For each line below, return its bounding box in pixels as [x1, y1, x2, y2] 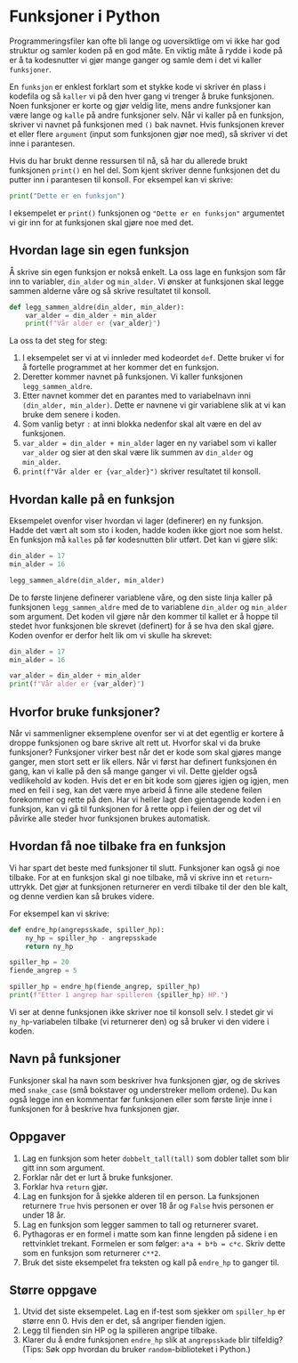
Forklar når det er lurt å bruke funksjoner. [21, 1172, 173, 1182]
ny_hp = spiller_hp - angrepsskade [25, 933, 157, 943]
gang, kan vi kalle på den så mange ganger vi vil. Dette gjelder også [9, 766, 258, 776]
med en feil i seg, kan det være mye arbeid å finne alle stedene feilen [9, 785, 262, 795]
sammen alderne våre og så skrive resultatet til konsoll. [9, 285, 212, 296]
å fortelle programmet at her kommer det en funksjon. [21, 362, 220, 373]
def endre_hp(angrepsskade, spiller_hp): [9, 925, 165, 934]
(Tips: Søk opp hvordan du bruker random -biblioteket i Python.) [21, 1344, 251, 1355]
